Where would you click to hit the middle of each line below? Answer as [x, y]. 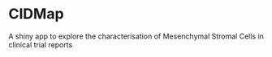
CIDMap [36, 14]
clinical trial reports [41, 44]
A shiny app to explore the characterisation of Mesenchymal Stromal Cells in [136, 36]
